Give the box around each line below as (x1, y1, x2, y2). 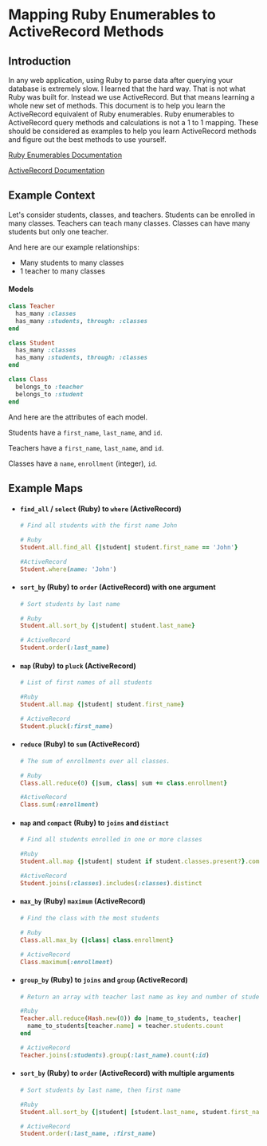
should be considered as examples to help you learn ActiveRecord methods (8, 126, 257, 136)
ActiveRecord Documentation (8, 166, 105, 175)
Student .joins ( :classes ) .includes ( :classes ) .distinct (19, 879, 202, 887)
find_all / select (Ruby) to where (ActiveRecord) (19, 504, 182, 514)
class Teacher (8, 302, 56, 310)
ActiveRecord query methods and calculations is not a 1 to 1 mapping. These (8, 118, 259, 127)
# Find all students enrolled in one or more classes (19, 836, 202, 844)
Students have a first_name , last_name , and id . (8, 427, 163, 437)
